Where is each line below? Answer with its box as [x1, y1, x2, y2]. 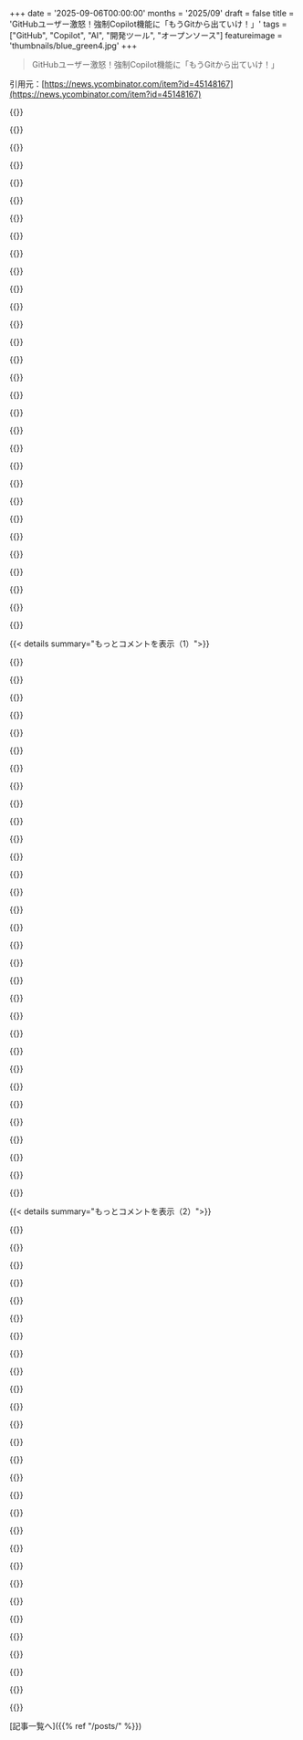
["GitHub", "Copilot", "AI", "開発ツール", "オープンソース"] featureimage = [9, 30, 283, 40]
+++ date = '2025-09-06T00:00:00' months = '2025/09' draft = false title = [9, 8, 295, 18]
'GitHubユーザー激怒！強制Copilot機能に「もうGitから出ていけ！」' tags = [9, 18, 287, 29]
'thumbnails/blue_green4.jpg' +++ [9, 40, 138, 51]
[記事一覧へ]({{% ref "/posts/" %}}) [9, 1721, 142, 1731]
